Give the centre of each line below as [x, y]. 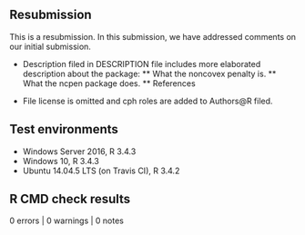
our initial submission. [50, 46]
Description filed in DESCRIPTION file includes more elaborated [142, 64]
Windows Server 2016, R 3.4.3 [79, 151]
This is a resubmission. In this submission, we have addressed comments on [153, 36]
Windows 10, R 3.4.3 [61, 161]
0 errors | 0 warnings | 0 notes [67, 220]
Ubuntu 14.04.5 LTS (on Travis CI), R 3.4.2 [101, 171]
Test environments [64, 129]
